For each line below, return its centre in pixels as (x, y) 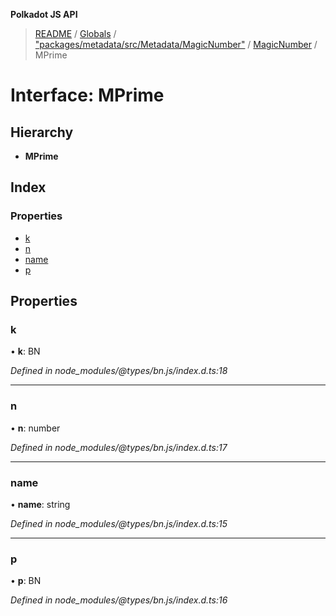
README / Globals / (75, 33)
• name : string (40, 504)
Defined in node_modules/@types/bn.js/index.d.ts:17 (119, 447)
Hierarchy (42, 132)
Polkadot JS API (44, 14)
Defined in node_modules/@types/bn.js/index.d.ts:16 (119, 600)
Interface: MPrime (87, 95)
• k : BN (25, 351)
